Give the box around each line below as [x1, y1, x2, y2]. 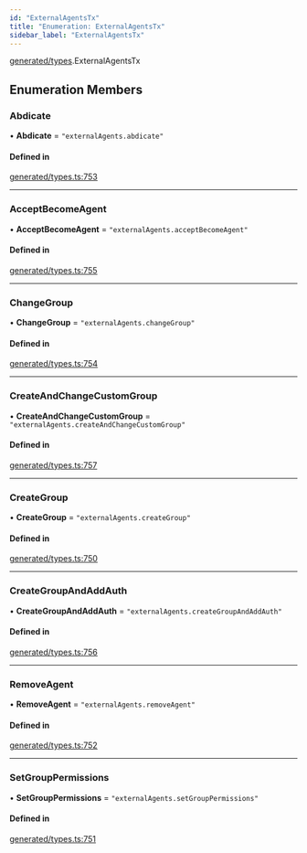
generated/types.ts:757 [9, 459, 98, 471]
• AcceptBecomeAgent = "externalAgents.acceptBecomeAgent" [9, 223, 249, 234]
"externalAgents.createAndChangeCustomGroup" [9, 420, 185, 430]
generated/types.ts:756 [9, 646, 99, 657]
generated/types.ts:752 [9, 740, 98, 751]
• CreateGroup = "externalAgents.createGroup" [9, 512, 192, 523]
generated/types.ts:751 [9, 833, 97, 844]
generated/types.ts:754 [9, 358, 99, 369]
